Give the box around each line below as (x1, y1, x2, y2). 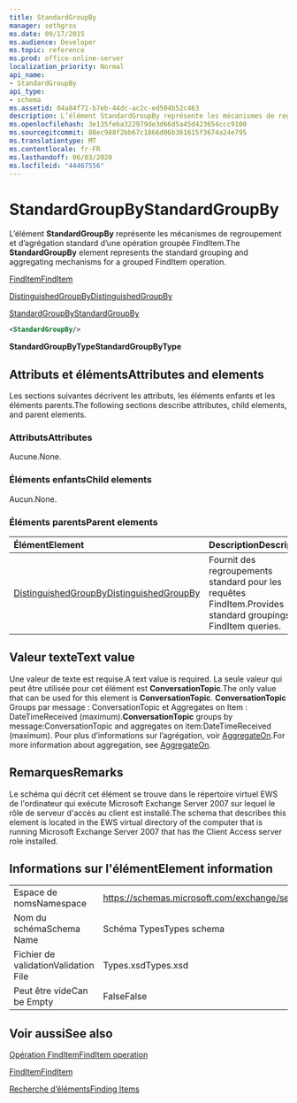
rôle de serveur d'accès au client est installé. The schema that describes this (9, 807, 287, 818)
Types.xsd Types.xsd (103, 960, 189, 972)
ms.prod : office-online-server (9, 54, 125, 63)
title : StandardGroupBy (9, 12, 97, 22)
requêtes (209, 586, 246, 598)
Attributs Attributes (9, 431, 93, 444)
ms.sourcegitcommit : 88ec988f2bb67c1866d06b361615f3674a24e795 (9, 128, 247, 137)
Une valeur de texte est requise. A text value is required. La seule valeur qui (9, 674, 283, 684)
